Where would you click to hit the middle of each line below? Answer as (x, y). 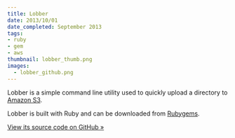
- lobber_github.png (43, 72)
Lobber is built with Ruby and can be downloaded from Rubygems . (103, 113)
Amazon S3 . (25, 99)
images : (19, 66)
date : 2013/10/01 (33, 20)
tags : (15, 33)
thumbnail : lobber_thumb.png (50, 60)
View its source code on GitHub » (56, 127)
